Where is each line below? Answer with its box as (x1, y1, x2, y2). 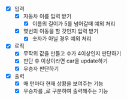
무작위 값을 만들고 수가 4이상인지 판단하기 (23, 50, 122, 57)
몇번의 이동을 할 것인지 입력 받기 (23, 27, 99, 35)
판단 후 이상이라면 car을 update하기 (23, 57, 108, 64)
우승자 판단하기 (23, 65, 59, 72)
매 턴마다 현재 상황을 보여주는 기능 (23, 80, 104, 87)
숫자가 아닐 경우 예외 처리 (32, 35, 92, 42)
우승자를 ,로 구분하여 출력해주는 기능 (23, 87, 108, 94)
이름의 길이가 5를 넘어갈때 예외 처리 (32, 20, 116, 27)
